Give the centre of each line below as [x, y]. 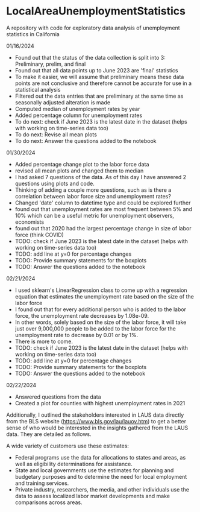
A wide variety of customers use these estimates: [68, 446]
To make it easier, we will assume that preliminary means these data [99, 77]
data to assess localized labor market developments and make [92, 496]
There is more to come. [44, 341]
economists [29, 222]
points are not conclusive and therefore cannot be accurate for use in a [103, 83]
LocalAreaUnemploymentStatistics [96, 11]
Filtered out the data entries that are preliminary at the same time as [99, 96]
